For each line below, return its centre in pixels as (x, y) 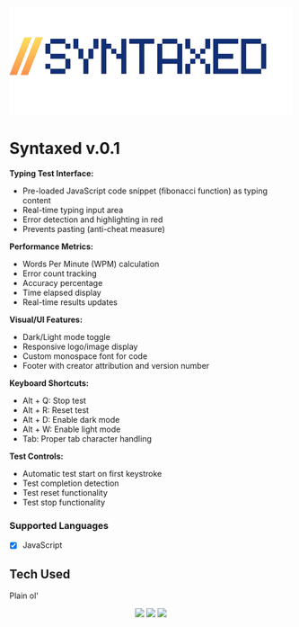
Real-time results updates (70, 302)
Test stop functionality (64, 502)
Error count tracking (59, 273)
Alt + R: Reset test (56, 410)
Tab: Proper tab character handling (87, 438)
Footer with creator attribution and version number (116, 365)
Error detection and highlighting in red (92, 219)
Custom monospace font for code (85, 356)
